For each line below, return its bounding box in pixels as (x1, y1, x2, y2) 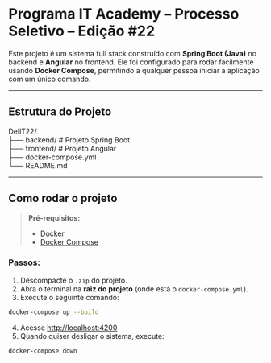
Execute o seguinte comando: (19, 292, 119, 302)
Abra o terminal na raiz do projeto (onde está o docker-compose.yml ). (19, 283, 248, 294)
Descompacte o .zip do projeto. (19, 275, 127, 285)
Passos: (8, 257, 40, 268)
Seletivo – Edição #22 (8, 22, 156, 40)
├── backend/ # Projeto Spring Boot (8, 134, 131, 145)
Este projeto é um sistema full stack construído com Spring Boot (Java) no (8, 48, 256, 58)
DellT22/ (8, 126, 38, 136)
